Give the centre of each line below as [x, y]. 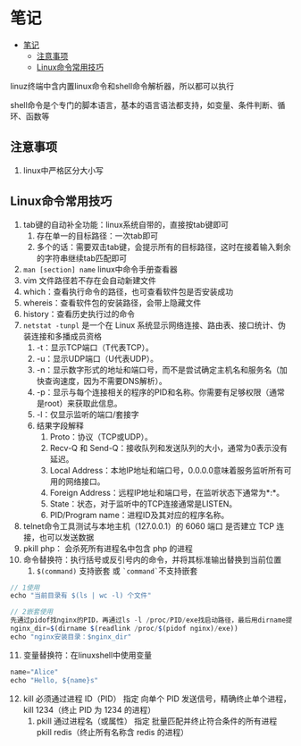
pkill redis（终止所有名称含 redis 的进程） [112, 732]
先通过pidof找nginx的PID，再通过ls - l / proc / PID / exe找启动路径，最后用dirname [148, 620]
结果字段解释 [60, 425]
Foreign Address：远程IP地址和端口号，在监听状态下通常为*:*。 [167, 492]
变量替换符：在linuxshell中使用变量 [88, 655]
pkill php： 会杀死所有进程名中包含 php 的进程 [108, 548]
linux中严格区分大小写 [63, 170]
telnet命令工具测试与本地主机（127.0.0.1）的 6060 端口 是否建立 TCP [149, 526]
